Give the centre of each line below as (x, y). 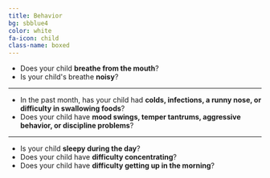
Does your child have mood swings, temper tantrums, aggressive (130, 117)
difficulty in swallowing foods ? (72, 108)
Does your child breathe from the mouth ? (89, 68)
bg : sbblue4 (28, 23)
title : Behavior (35, 16)
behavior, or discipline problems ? (77, 126)
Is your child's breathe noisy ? (69, 77)
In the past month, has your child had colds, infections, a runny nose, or (141, 100)
